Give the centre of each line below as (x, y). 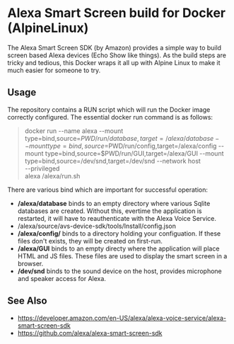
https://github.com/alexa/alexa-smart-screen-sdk (90, 333)
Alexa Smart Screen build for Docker (117, 13)
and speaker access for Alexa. (62, 278)
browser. (30, 263)
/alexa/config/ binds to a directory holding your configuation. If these (119, 233)
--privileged (42, 168)
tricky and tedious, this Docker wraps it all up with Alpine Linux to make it (114, 62)
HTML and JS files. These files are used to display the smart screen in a (122, 256)
